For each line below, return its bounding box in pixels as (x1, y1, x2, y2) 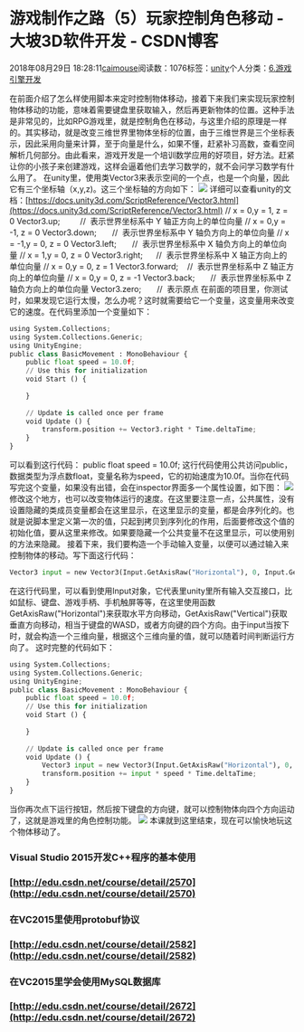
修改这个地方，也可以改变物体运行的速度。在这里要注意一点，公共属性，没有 (9, 494, 295, 505)
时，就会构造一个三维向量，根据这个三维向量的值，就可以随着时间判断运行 (9, 630, 287, 641)
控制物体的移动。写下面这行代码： (9, 550, 137, 561)
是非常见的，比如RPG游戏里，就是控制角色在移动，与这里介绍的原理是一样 (9, 115, 288, 127)
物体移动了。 (16, 826, 65, 837)
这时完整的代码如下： (34, 641, 115, 652)
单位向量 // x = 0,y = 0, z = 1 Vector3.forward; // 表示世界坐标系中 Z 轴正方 (9, 260, 294, 271)
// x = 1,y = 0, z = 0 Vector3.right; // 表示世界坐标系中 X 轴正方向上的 (19, 250, 288, 260)
